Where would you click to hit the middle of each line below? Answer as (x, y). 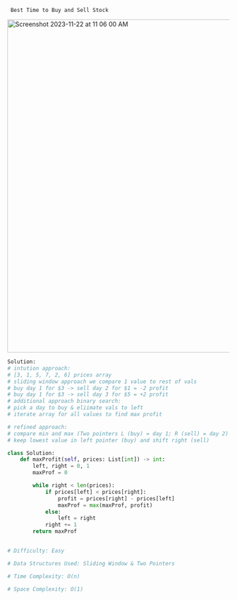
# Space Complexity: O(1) (45, 589)
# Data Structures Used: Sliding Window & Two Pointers (91, 563)
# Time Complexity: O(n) (44, 576)
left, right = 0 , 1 (61, 466)
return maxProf (55, 531)
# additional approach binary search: (64, 401)
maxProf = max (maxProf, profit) (105, 505)
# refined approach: (38, 427)
